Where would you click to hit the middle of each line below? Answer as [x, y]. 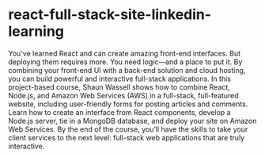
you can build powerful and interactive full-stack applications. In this [120, 78]
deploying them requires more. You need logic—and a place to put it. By [125, 62]
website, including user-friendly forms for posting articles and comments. [128, 104]
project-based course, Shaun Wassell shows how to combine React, [119, 87]
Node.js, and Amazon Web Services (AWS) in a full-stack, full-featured [123, 95]
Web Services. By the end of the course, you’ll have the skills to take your [128, 129]
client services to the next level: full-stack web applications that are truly [127, 137]
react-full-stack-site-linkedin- [110, 15]
